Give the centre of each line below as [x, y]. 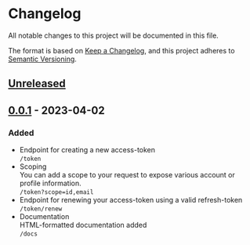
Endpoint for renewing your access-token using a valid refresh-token [131, 200]
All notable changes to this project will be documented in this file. [114, 35]
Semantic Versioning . [42, 59]
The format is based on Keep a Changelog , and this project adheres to [121, 50]
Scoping [33, 166]
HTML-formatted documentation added [83, 225]
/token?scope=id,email [56, 192]
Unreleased [37, 84]
